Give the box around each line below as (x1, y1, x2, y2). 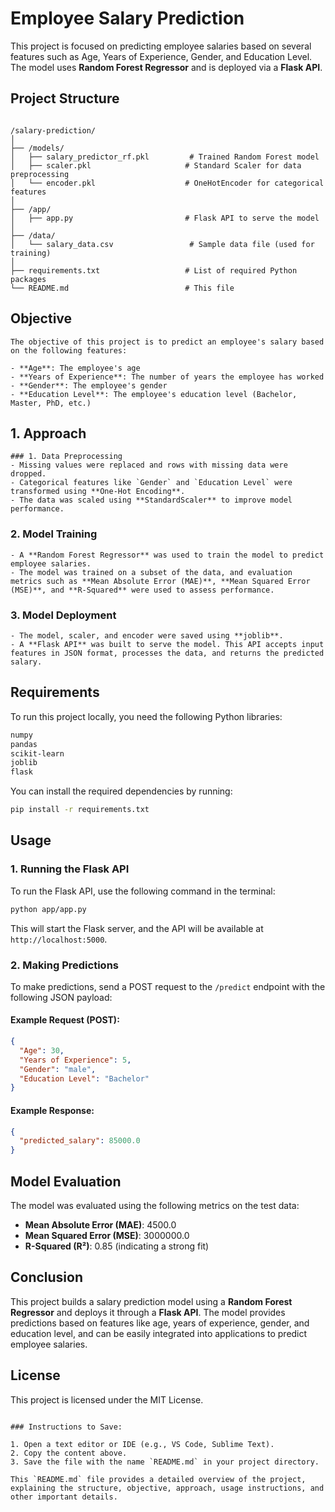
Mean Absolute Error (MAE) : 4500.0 (24, 1218, 177, 1231)
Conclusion (10, 1269, 84, 1286)
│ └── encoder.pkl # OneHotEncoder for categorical (10, 178, 325, 188)
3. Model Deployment (10, 608, 117, 622)
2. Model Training (10, 527, 98, 541)
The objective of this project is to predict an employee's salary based (10, 337, 325, 347)
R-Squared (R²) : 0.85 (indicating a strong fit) (24, 1240, 210, 1252)
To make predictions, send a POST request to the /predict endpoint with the (10, 980, 326, 992)
